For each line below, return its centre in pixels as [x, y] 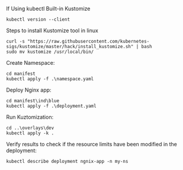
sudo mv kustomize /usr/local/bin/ [50, 52]
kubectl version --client [38, 20]
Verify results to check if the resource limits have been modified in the [92, 144]
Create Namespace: [30, 63]
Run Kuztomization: [30, 117]
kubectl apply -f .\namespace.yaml [50, 79]
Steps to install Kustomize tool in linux [52, 30]
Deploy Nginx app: [29, 90]
